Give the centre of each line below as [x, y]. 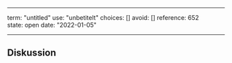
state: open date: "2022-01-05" [52, 25]
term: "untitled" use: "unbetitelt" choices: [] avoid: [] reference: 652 [103, 17]
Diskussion [32, 53]
